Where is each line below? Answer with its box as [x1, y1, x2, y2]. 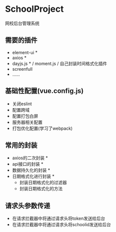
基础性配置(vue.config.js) [5, 87, 84, 95]
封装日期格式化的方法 [19, 186, 63, 192]
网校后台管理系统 [5, 20, 40, 26]
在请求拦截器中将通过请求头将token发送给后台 [12, 215, 105, 222]
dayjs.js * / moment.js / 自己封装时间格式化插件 [12, 60, 108, 66]
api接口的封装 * [12, 161, 44, 167]
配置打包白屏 [12, 113, 38, 119]
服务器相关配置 [12, 119, 43, 125]
